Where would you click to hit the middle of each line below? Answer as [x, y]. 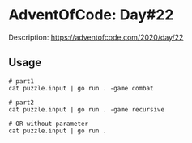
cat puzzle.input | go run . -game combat [81, 88]
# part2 [21, 103]
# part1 [21, 81]
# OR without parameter [49, 124]
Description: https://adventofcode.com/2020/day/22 [96, 37]
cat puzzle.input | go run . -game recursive [86, 109]
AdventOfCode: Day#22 [91, 15]
